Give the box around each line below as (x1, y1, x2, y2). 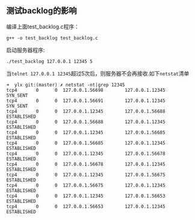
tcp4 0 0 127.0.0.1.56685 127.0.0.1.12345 (6, 140, 166, 146)
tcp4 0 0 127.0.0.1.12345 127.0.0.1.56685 (6, 129, 166, 135)
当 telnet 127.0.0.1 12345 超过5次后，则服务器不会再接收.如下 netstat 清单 (6, 70, 190, 77)
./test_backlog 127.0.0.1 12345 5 (6, 58, 93, 65)
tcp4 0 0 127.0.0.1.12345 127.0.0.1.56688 (6, 108, 166, 114)
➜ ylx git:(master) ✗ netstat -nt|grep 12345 (6, 82, 125, 88)
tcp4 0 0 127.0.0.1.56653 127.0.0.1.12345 (6, 203, 166, 210)
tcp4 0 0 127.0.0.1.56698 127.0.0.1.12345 (6, 87, 166, 93)
